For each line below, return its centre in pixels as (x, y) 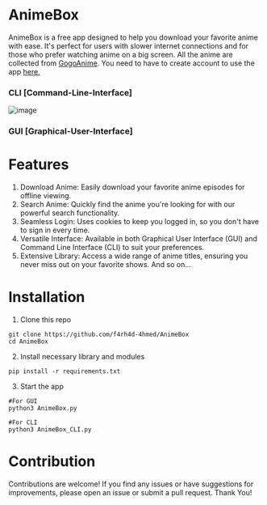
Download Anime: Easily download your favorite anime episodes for (132, 187)
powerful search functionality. (70, 213)
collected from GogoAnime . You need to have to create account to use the (132, 63)
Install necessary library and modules (82, 357)
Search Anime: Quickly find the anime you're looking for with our (127, 205)
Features (39, 165)
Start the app (42, 387)
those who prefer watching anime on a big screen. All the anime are (121, 54)
